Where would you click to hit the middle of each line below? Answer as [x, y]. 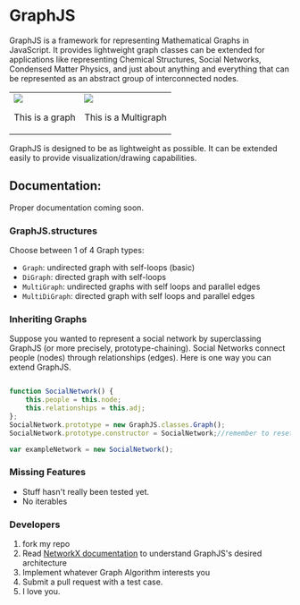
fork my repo [46, 544]
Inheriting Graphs [48, 319]
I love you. [41, 592]
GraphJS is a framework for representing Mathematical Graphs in [129, 40]
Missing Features [48, 473]
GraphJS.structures [54, 231]
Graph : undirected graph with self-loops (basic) [108, 268]
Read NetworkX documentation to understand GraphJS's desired [142, 554]
